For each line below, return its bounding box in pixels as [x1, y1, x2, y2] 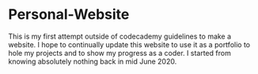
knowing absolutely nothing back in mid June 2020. [8, 57, 177, 66]
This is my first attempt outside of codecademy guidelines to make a [8, 31, 232, 41]
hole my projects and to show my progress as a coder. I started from [8, 48, 231, 57]
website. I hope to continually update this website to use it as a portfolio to [8, 39, 251, 49]
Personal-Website [8, 6, 130, 24]
